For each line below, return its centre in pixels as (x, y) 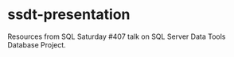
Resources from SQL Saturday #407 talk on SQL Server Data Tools (117, 36)
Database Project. (37, 44)
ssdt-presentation (69, 15)
